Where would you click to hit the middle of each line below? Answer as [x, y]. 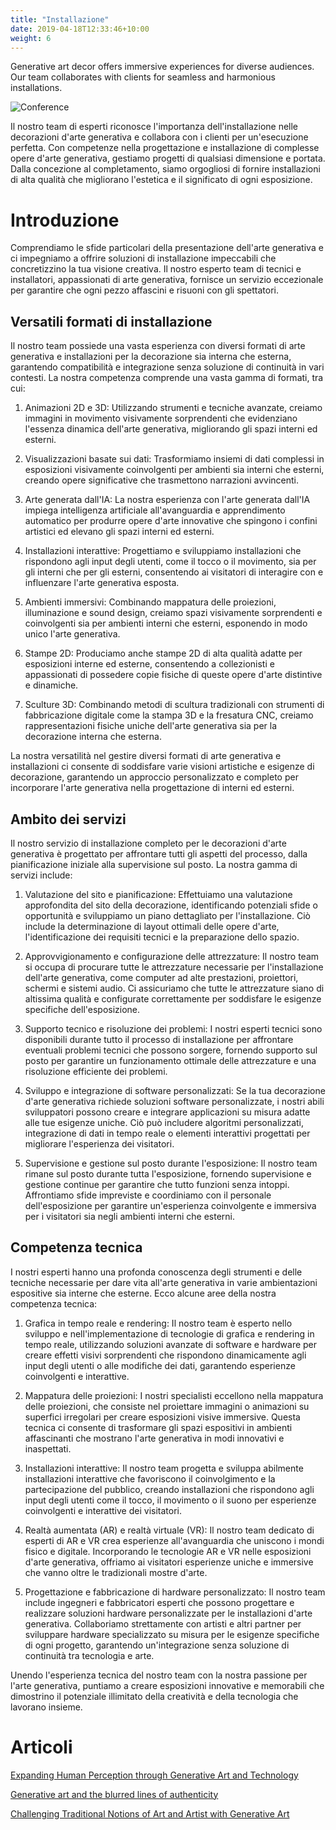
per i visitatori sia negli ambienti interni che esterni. [130, 1216]
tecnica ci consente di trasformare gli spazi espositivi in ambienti [158, 1427]
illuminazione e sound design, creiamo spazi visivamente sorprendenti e [173, 613]
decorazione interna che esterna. [93, 737]
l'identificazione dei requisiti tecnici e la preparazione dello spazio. [162, 937]
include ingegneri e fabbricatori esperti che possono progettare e [159, 1602]
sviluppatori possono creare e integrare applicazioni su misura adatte [167, 1112]
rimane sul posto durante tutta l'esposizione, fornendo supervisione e [168, 1173]
